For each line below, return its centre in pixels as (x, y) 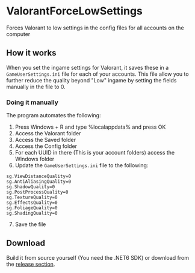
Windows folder (35, 159)
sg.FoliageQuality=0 (32, 208)
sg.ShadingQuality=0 (32, 213)
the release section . (31, 264)
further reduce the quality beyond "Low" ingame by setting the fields (91, 80)
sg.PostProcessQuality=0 (37, 192)
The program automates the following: (54, 115)
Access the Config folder (46, 146)
